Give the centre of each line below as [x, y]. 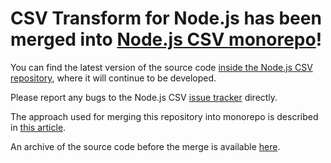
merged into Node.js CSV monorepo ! [166, 39]
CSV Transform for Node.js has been [166, 18]
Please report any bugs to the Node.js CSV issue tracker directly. [144, 97]
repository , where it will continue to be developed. [113, 78]
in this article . [38, 127]
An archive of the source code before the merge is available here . [145, 146]
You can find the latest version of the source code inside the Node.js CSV [161, 67]
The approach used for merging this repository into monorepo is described [164, 116]
